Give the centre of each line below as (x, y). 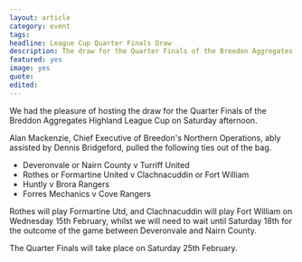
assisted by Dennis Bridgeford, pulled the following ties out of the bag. (141, 147)
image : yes (30, 69)
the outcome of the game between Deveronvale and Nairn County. (133, 230)
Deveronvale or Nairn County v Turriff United (106, 164)
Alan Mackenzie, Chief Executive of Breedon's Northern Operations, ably (145, 137)
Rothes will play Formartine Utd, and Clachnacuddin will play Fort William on (151, 211)
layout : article (40, 18)
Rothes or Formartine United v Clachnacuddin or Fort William (136, 174)
